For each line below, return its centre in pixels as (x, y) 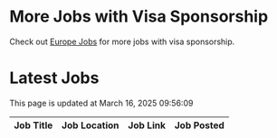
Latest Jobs (54, 78)
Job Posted (199, 125)
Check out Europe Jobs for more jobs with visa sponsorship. (122, 41)
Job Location (91, 125)
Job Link (147, 125)
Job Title (33, 125)
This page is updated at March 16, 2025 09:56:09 (101, 103)
